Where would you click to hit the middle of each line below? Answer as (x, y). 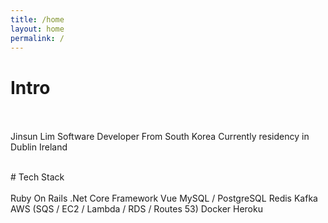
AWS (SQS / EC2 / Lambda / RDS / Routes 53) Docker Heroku (136, 209)
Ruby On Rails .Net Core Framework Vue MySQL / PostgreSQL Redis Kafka (164, 198)
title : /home (37, 19)
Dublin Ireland (39, 147)
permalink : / (37, 38)
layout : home (37, 29)
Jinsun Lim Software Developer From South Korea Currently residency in (160, 137)
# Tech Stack (37, 177)
